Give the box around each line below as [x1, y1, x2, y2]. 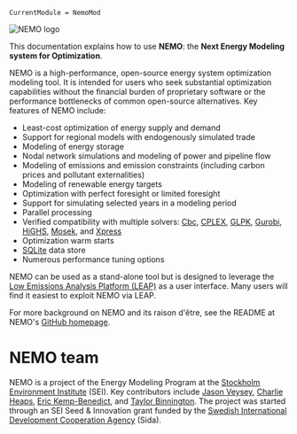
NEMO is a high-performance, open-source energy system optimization [9, 67, 272, 78]
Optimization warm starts [21, 236, 115, 245]
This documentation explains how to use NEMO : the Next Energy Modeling [9, 41, 285, 51]
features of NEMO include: [9, 105, 106, 115]
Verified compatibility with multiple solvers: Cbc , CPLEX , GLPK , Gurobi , [21, 217, 282, 227]
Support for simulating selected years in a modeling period [21, 198, 237, 208]
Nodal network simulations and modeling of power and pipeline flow [21, 151, 272, 161]
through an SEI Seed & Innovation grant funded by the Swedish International [9, 405, 287, 415]
